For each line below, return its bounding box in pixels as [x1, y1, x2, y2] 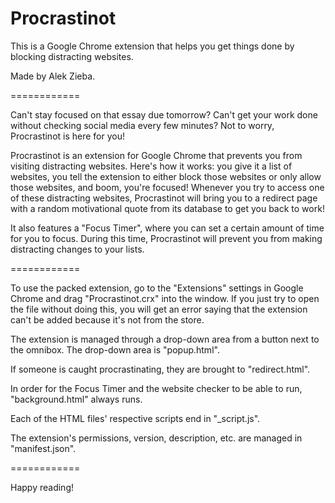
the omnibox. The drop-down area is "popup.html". [10, 343, 220, 356]
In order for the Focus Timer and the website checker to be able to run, [10, 382, 303, 394]
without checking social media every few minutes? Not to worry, [10, 119, 275, 131]
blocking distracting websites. [10, 50, 134, 62]
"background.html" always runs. [10, 393, 143, 405]
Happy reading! [10, 481, 74, 493]
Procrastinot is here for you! [10, 130, 126, 142]
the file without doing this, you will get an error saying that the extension [10, 303, 308, 315]
